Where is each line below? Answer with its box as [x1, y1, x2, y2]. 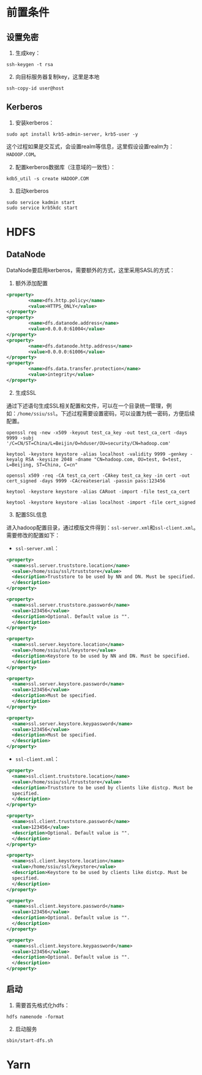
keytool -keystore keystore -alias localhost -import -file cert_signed [6, 499, 196, 506]
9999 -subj [6, 435, 34, 441]
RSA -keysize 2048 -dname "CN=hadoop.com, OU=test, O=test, [25, 456, 182, 463]
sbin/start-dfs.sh [6, 1037, 53, 1044]
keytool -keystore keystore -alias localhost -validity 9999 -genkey [6, 451, 188, 457]
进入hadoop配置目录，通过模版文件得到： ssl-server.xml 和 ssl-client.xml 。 [6, 523, 199, 531]
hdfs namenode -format [6, 1014, 64, 1020]
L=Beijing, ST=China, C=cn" [6, 462, 78, 468]
